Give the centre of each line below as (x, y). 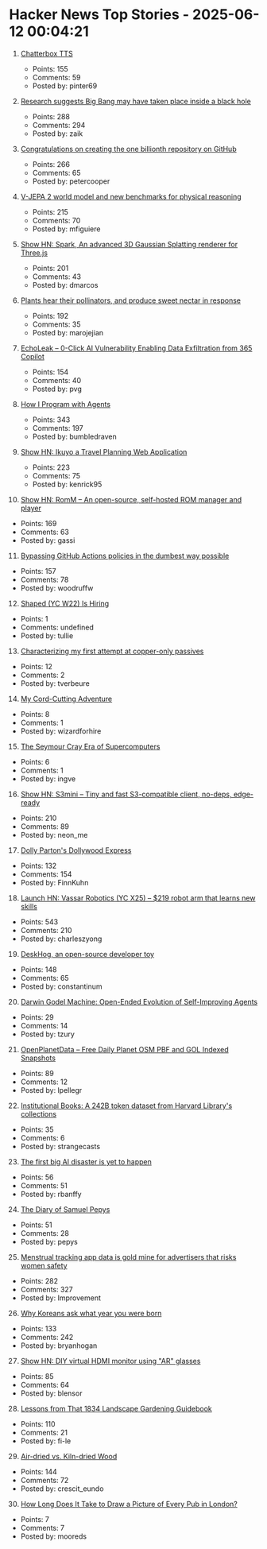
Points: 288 (51, 116)
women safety (44, 1265)
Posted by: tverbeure (55, 683)
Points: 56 (37, 1177)
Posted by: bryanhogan (59, 1346)
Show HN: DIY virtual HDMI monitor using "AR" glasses (110, 1361)
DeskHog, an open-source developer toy (87, 954)
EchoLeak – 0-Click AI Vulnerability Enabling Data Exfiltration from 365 (136, 348)
